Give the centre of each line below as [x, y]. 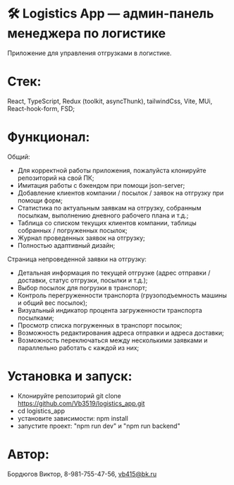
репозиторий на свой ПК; [56, 178]
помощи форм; [40, 200]
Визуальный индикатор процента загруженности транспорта [110, 310]
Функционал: [49, 137]
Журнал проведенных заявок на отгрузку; [81, 238]
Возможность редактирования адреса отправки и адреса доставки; [121, 333]
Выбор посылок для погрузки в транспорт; [82, 287]
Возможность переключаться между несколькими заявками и [112, 340]
